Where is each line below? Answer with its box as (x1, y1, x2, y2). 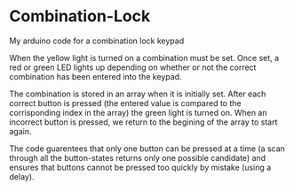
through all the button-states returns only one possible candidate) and (9, 152, 266, 163)
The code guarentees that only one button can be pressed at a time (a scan (9, 143, 286, 154)
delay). (9, 171, 35, 182)
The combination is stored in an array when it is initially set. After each (9, 88, 266, 99)
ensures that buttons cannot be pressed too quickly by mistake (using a (9, 162, 272, 172)
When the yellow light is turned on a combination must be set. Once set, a (9, 52, 280, 63)
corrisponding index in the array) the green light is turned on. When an (9, 107, 267, 118)
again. (9, 126, 33, 136)
